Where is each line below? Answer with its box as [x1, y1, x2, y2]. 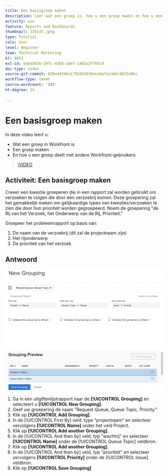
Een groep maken [12, 146, 49, 152]
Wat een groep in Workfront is [12, 141, 75, 147]
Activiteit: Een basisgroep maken [5, 176, 111, 184]
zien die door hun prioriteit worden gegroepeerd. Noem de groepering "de [5, 205, 159, 211]
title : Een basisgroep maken [5, 8, 66, 13]
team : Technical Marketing [5, 50, 62, 55]
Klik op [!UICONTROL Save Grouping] [12, 465, 92, 471]
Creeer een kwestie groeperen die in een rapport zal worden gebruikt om [5, 189, 156, 195]
